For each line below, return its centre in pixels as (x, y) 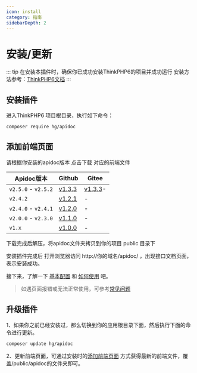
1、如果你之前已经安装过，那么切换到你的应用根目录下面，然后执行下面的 (96, 325)
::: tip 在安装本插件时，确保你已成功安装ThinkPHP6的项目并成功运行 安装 (95, 72)
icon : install (24, 12)
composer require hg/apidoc (41, 127)
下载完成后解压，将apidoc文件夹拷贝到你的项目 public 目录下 (81, 243)
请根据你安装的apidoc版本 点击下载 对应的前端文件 (68, 162)
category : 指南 (24, 17)
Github (68, 178)
